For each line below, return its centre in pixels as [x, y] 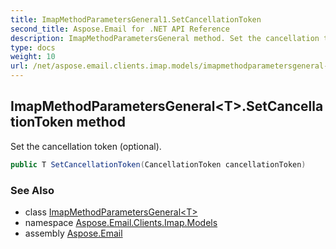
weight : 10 [33, 57]
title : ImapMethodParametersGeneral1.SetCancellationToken [136, 19]
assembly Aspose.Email [73, 233]
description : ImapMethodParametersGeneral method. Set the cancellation [165, 38]
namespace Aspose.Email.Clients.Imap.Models [121, 222]
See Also [32, 190]
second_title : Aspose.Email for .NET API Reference [120, 29]
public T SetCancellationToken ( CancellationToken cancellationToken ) [158, 164]
